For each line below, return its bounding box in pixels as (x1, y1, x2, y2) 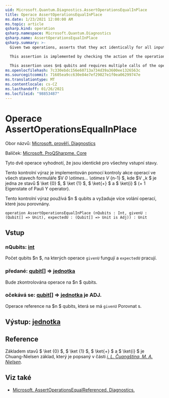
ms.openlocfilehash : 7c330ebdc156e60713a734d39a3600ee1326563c (5, 68, 141, 73)
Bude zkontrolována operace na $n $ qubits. (5, 279, 98, 285)
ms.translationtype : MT (5, 77, 55, 82)
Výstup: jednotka (5, 318, 61, 326)
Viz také (5, 373, 32, 382)
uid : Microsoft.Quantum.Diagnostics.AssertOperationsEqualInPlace (5, 7, 147, 13)
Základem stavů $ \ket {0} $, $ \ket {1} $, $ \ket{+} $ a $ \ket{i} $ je (5, 348, 145, 354)
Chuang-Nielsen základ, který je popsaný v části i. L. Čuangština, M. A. (5, 354, 153, 360)
